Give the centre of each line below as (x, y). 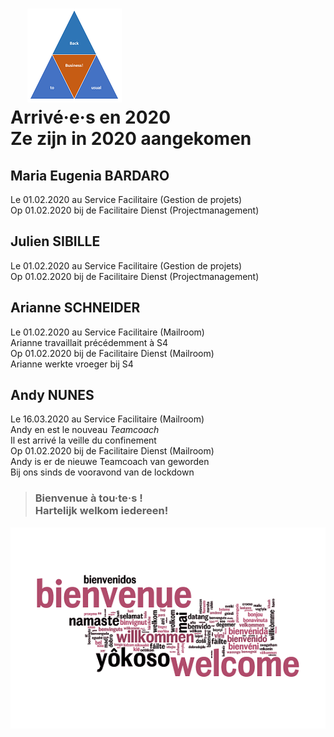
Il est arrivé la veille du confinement (83, 440)
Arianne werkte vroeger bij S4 (72, 364)
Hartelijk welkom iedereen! (101, 511)
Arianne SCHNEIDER (75, 308)
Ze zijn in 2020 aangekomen (131, 139)
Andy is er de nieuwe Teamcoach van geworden (110, 462)
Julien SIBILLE (55, 241)
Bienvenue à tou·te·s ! (88, 498)
